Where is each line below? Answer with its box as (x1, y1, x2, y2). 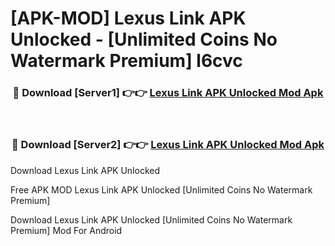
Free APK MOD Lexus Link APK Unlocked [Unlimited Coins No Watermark (10, 183, 313, 196)
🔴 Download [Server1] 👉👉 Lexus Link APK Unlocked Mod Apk (12, 86, 324, 100)
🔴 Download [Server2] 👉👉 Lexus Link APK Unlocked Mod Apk (11, 138, 325, 152)
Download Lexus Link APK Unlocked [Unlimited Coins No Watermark (10, 213, 293, 226)
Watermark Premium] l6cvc (10, 50, 243, 72)
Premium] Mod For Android (10, 224, 123, 236)
